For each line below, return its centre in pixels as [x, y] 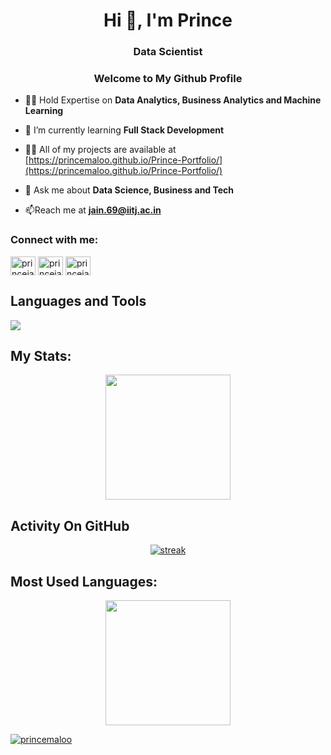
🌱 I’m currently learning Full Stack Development [124, 130]
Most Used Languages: [84, 581]
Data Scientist [168, 52]
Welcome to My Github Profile [168, 79]
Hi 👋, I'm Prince [168, 20]
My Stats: [41, 355]
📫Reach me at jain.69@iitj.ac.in [93, 210]
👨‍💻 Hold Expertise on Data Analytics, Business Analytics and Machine [173, 100]
